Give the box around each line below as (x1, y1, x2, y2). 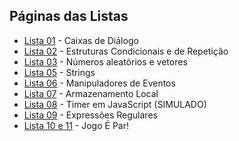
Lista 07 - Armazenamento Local (23, 87, 159, 99)
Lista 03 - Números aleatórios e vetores (23, 55, 188, 68)
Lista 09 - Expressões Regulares (23, 109, 158, 121)
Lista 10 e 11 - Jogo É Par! (23, 119, 129, 131)
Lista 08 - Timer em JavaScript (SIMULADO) (23, 98, 207, 110)
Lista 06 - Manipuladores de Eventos (23, 77, 176, 89)
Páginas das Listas (9, 8, 129, 25)
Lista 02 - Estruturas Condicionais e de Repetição (23, 45, 229, 57)
